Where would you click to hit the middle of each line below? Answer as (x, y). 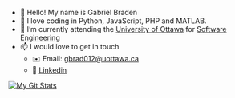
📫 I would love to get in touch (69, 47)
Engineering (40, 37)
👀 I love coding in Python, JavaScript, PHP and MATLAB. (113, 21)
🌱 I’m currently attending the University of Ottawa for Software (123, 29)
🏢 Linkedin (49, 70)
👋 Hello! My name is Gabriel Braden (79, 12)
